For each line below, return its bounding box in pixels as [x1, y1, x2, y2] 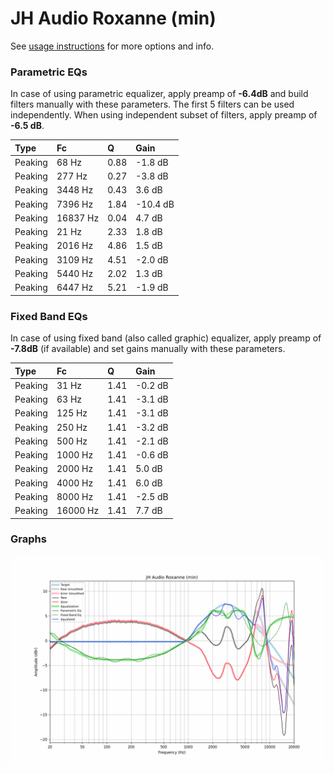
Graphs [10, 532, 47, 546]
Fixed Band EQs [10, 309, 88, 323]
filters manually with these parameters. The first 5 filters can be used [10, 98, 295, 111]
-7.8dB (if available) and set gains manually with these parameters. [10, 343, 286, 355]
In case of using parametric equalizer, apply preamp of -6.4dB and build [10, 88, 309, 100]
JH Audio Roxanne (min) [10, 7, 217, 30]
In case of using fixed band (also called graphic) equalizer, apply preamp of [10, 332, 322, 344]
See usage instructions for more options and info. [10, 40, 215, 52]
